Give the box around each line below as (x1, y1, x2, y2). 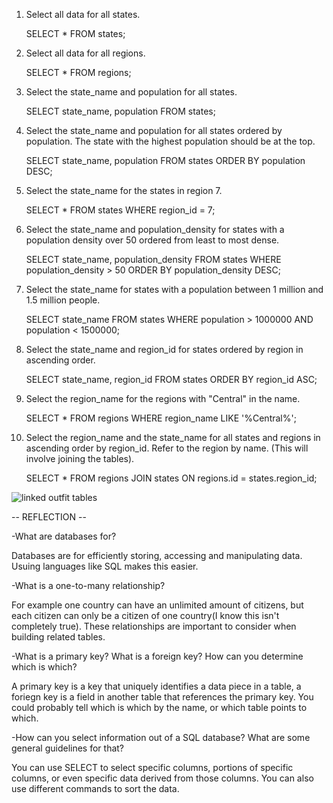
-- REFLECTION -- (11, 511, 87, 523)
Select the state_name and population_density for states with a (25, 224, 285, 235)
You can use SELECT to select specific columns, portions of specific (11, 762, 294, 773)
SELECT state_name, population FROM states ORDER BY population (25, 155, 306, 166)
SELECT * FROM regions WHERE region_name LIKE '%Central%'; (25, 412, 297, 424)
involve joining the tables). (25, 453, 135, 464)
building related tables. (11, 631, 106, 643)
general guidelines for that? (11, 742, 125, 754)
